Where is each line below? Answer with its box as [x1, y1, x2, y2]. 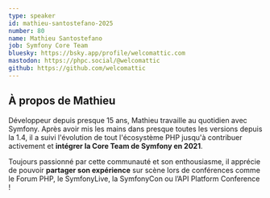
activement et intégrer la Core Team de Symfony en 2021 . [8, 141, 203, 151]
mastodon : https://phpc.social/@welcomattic [8, 57, 160, 65]
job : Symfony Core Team [8, 42, 89, 50]
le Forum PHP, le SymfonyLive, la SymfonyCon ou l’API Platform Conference [8, 174, 260, 184]
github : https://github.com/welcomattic [8, 64, 147, 72]
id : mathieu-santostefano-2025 [8, 19, 114, 27]
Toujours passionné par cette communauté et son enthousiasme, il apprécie [8, 156, 260, 166]
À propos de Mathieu [8, 94, 116, 108]
